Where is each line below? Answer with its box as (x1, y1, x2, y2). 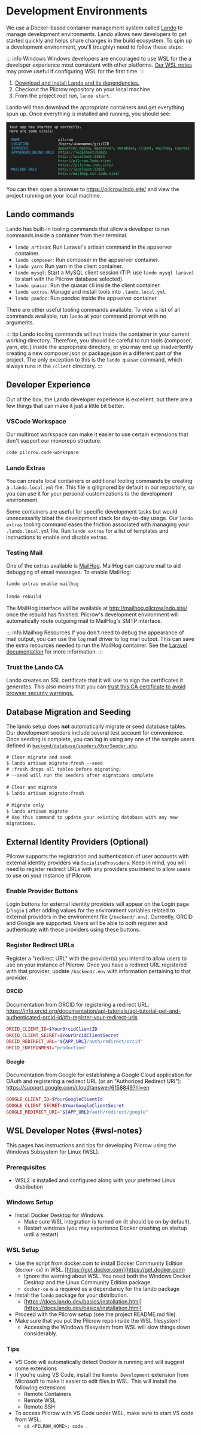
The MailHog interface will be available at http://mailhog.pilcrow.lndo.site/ (6, 605, 187, 612)
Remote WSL (23, 1397, 56, 1404)
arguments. (6, 318, 35, 326)
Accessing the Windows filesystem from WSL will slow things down (23, 1323, 191, 1330)
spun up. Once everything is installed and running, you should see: (6, 110, 171, 117)
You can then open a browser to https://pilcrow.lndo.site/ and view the (6, 186, 179, 193)
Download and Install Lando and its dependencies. (14, 79, 139, 86)
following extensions (14, 1384, 66, 1391)
